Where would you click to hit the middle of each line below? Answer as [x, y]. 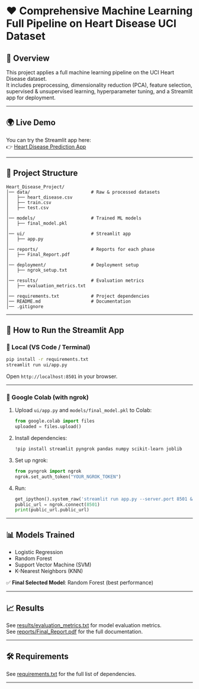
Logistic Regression [39, 552]
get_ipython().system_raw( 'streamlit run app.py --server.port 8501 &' [105, 499]
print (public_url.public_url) [52, 510]
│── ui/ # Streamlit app [69, 234]
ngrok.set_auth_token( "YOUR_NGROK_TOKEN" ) [68, 477]
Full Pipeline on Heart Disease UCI [91, 23]
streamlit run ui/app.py [37, 365]
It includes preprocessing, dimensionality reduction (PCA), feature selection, [99, 85]
